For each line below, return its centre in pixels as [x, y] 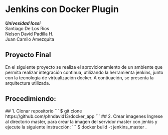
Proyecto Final [28, 55]
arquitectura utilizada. [28, 83]
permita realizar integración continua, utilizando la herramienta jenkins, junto [84, 72]
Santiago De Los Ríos [27, 28]
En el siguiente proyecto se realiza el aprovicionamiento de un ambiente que [84, 67]
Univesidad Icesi [23, 23]
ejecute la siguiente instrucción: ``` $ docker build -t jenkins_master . [76, 127]
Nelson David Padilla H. [29, 34]
